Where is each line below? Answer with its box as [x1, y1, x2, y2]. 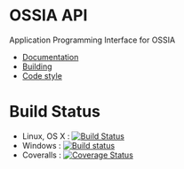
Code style [21, 70, 62, 81]
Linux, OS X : [21, 130, 70, 142]
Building [21, 61, 52, 72]
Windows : [21, 140, 61, 150]
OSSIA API [9, 5, 88, 26]
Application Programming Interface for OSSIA [9, 35, 176, 45]
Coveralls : [21, 150, 62, 160]
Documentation [21, 51, 79, 62]
